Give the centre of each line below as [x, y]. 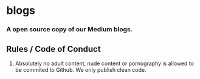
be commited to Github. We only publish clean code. [81, 69]
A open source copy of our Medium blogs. [70, 30]
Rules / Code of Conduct [54, 49]
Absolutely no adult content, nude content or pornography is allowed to [105, 63]
